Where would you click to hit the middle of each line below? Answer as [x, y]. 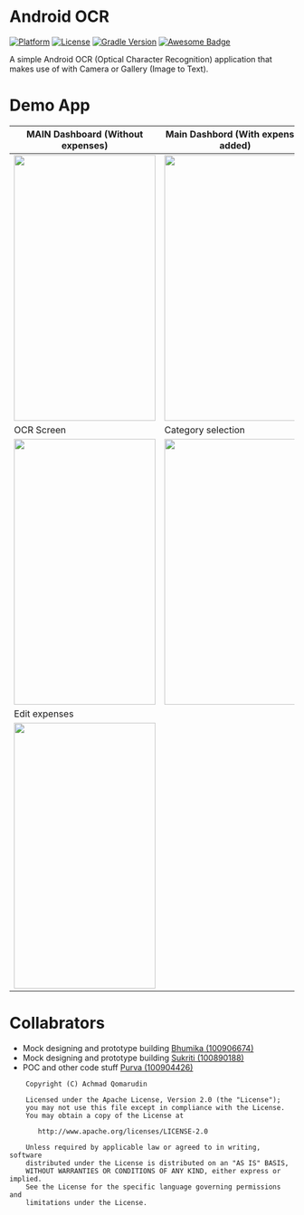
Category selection [205, 430]
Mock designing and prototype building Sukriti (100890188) [133, 1058]
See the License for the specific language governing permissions [153, 1187]
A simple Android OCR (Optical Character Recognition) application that [141, 59]
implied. [26, 1179]
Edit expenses [44, 714]
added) [235, 145]
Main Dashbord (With [213, 134]
